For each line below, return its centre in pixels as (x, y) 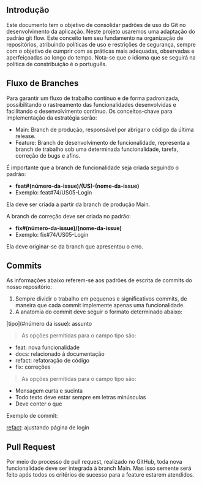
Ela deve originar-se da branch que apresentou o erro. (75, 246)
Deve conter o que (39, 404)
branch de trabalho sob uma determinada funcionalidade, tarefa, (97, 149)
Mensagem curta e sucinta (49, 391)
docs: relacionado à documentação (60, 354)
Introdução (28, 10)
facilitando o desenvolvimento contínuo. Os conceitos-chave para (89, 111)
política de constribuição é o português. (57, 64)
